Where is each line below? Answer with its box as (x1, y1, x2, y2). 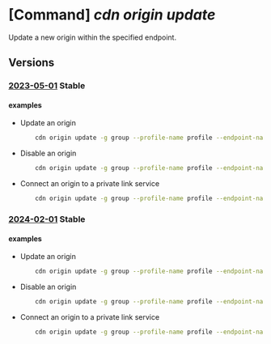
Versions (8, 56, 55, 70)
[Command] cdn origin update (8, 6, 216, 24)
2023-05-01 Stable (8, 80, 86, 91)
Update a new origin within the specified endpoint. (8, 32, 176, 42)
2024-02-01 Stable (8, 214, 86, 224)
